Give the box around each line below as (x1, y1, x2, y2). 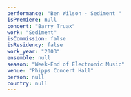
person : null (7, 73, 45, 81)
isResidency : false (7, 42, 63, 48)
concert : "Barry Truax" (7, 23, 76, 29)
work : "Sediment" (7, 29, 57, 36)
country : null (7, 80, 48, 87)
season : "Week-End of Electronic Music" (7, 61, 125, 68)
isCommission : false (7, 36, 67, 42)
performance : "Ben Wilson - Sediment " (7, 10, 122, 17)
